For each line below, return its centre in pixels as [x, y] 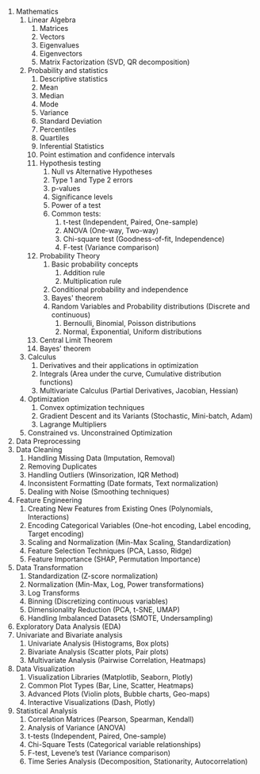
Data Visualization [45, 669]
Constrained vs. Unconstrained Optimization [100, 433]
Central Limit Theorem [76, 340]
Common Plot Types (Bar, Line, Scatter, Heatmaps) [111, 686]
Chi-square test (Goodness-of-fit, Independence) [144, 239]
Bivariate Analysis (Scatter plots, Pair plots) [98, 652]
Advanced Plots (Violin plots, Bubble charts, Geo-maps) [119, 694]
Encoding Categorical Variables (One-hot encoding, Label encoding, [139, 525]
